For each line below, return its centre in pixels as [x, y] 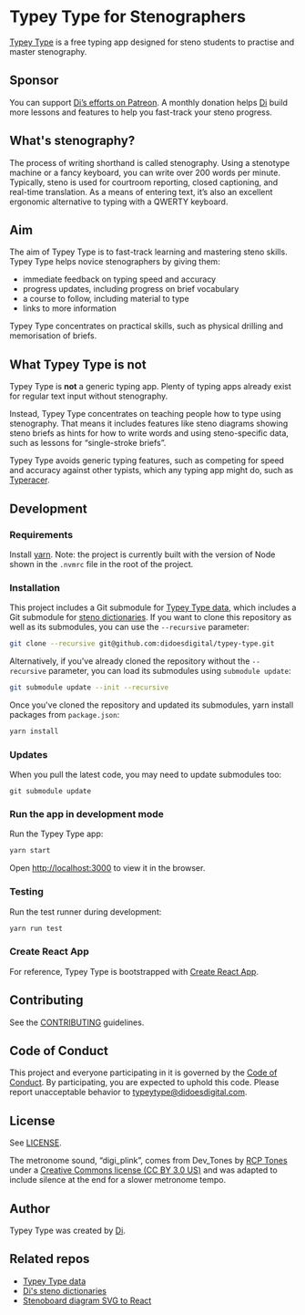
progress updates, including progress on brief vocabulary [131, 289]
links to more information [69, 308]
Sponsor [34, 81]
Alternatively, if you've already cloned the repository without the [130, 661]
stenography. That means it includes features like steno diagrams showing [149, 424]
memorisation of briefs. [53, 336]
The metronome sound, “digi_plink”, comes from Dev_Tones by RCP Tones [149, 1161]
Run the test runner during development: [86, 911]
